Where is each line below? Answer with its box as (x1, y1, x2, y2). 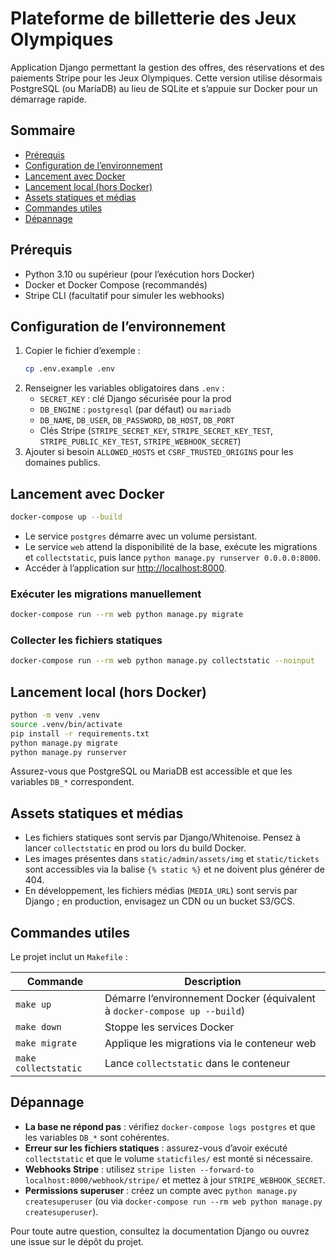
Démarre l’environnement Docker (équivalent (104, 992, 316, 1006)
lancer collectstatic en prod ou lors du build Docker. (24, 842, 247, 854)
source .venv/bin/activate (10, 719, 123, 729)
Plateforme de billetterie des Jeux (10, 7, 297, 30)
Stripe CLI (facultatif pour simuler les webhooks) (24, 289, 225, 301)
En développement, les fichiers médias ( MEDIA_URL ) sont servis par (24, 885, 298, 897)
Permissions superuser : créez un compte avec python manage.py (24, 1184, 298, 1196)
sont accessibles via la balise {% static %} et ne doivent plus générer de (24, 863, 325, 876)
